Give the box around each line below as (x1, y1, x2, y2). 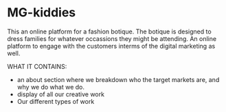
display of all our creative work (16, 90, 105, 98)
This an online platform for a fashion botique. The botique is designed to (7, 27, 212, 36)
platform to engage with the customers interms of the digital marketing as (7, 42, 216, 50)
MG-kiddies (7, 5, 76, 20)
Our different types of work (16, 97, 95, 105)
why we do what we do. (16, 83, 84, 91)
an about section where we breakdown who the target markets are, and (16, 75, 220, 83)
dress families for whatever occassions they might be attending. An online (7, 34, 217, 42)
